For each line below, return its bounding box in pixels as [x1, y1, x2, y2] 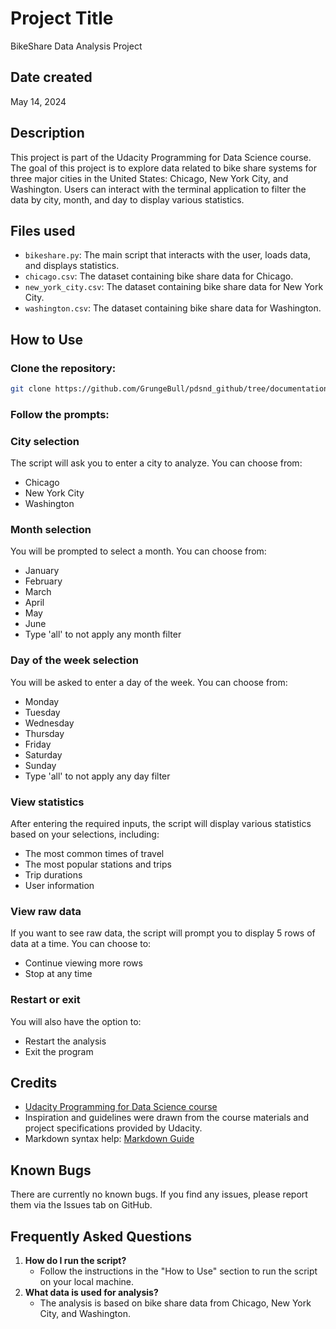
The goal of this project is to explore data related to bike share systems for [10, 162, 317, 174]
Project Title [10, 7, 114, 30]
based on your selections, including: [10, 828, 160, 841]
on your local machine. [39, 1276, 135, 1288]
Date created [10, 69, 93, 86]
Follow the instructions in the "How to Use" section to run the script [39, 1265, 318, 1277]
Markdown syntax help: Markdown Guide [24, 1133, 195, 1145]
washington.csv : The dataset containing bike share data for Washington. [24, 302, 322, 314]
